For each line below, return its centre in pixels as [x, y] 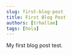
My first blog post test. [34, 45]
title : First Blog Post [36, 17]
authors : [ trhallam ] [32, 23]
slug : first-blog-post [35, 12]
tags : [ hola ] [23, 28]
